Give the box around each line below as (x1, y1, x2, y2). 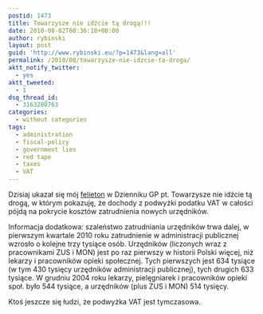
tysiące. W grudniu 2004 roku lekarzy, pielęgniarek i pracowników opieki (8, 273, 248, 282)
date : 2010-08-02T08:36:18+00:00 (8, 26, 120, 34)
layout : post (8, 42, 52, 50)
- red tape (15, 153, 52, 161)
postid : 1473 (8, 11, 52, 20)
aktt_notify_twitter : (8, 64, 80, 72)
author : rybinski (8, 34, 66, 42)
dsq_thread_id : (8, 93, 59, 101)
